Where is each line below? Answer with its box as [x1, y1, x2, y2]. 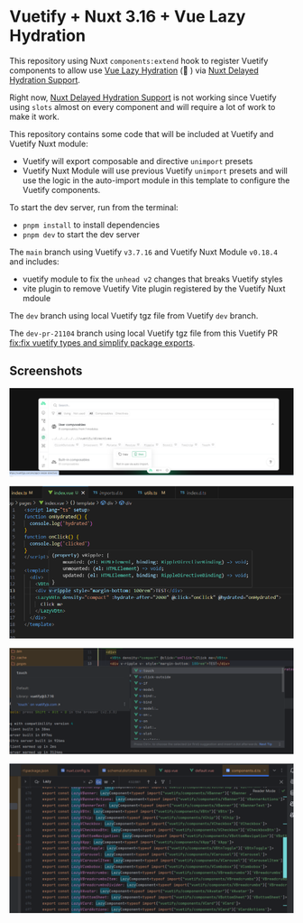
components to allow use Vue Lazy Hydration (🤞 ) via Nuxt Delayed [9, 65, 259, 76]
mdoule [22, 292, 51, 303]
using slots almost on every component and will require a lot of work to [9, 101, 276, 112]
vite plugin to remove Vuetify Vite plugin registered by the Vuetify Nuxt [22, 282, 286, 294]
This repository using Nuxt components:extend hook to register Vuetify [9, 55, 269, 66]
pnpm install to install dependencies [22, 219, 161, 230]
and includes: [9, 255, 60, 267]
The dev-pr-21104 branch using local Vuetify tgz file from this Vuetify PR [9, 328, 278, 338]
